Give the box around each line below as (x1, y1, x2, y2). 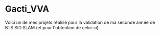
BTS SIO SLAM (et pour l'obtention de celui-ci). (5, 24, 100, 30)
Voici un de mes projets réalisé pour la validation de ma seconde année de (5, 19, 155, 25)
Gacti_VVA (5, 3, 49, 15)
